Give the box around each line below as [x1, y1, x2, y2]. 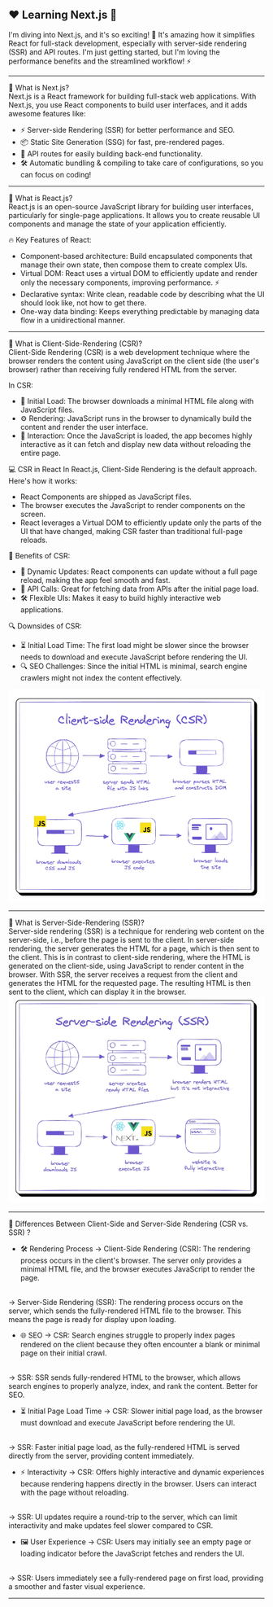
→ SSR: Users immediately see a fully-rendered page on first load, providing [8, 1573, 264, 1583]
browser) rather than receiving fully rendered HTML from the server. [8, 364, 237, 374]
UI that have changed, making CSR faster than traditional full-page [19, 526, 244, 536]
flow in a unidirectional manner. [19, 315, 126, 325]
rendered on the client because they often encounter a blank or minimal [19, 1340, 261, 1349]
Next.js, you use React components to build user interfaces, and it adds [8, 99, 248, 110]
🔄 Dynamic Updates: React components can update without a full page [19, 567, 258, 576]
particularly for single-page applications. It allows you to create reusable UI [8, 210, 261, 220]
